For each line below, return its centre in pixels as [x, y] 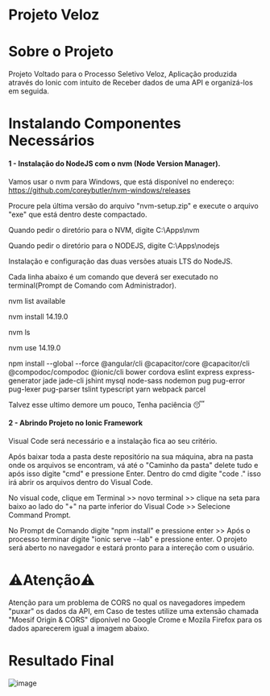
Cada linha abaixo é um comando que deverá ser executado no [114, 276]
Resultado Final [61, 660]
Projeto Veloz [54, 15]
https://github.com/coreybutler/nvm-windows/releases [100, 190]
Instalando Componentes [95, 124]
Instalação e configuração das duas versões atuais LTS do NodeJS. [120, 261]
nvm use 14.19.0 [35, 347]
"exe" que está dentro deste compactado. [78, 214]
